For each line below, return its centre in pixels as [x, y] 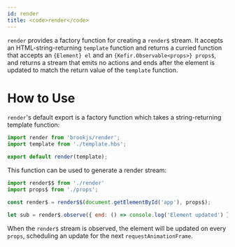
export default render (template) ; [58, 157]
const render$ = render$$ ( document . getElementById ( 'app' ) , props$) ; [109, 202]
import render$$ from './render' [56, 183]
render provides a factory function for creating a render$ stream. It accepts [115, 40]
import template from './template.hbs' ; [67, 144]
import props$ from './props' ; [53, 190]
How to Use [41, 98]
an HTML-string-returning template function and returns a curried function [115, 48]
